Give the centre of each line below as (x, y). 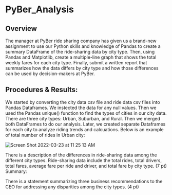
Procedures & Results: (42, 90)
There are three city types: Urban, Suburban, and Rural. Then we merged (83, 118)
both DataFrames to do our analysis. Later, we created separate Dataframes (85, 124)
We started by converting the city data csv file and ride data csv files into (83, 102)
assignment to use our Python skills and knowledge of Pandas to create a (83, 46)
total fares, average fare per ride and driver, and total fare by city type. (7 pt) (86, 166)
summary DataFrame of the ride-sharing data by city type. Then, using (80, 52)
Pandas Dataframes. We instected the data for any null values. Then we (81, 108)
